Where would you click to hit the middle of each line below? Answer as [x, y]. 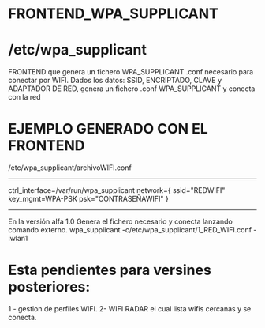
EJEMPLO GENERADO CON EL [108, 129]
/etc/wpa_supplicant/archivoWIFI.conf [70, 168]
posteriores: [49, 287]
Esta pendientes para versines [110, 270]
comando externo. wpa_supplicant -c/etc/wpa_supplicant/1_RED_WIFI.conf [130, 230]
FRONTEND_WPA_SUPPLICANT [114, 14]
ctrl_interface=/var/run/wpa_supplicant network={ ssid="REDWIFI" [117, 190]
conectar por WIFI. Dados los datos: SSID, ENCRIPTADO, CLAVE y [115, 81]
